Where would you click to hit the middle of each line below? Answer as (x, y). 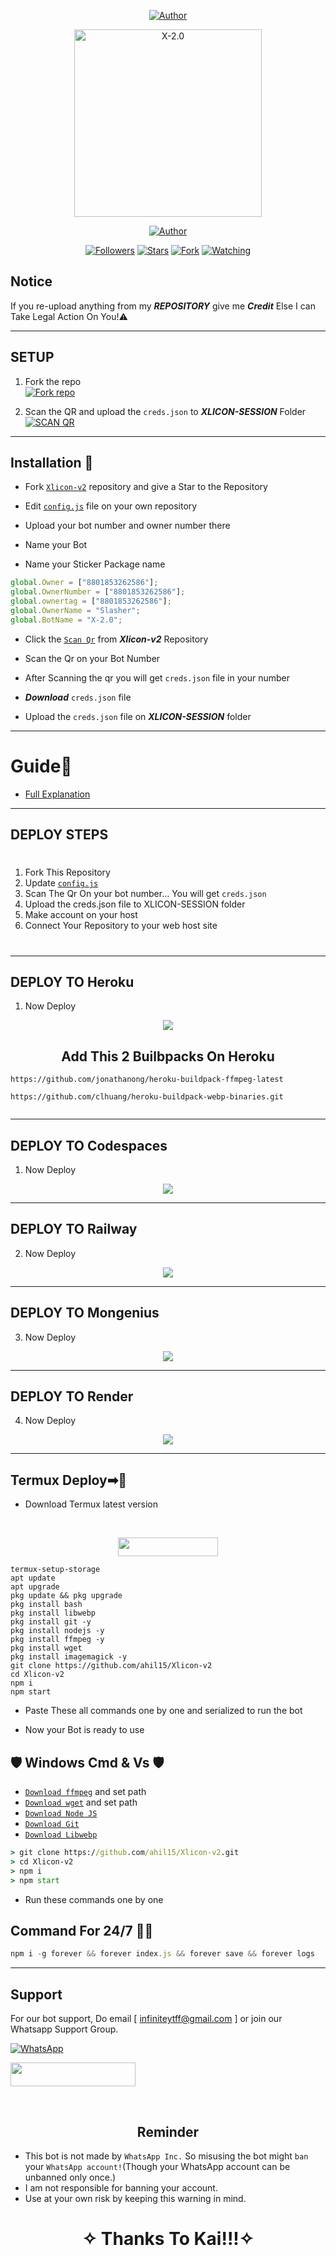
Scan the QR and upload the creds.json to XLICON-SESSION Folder (165, 411)
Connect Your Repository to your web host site (121, 926)
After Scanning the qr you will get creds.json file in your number (157, 677)
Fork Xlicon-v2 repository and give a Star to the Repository (146, 487)
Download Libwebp (61, 1835)
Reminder (168, 2131)
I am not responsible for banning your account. (121, 2188)
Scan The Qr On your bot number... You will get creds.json (145, 894)
